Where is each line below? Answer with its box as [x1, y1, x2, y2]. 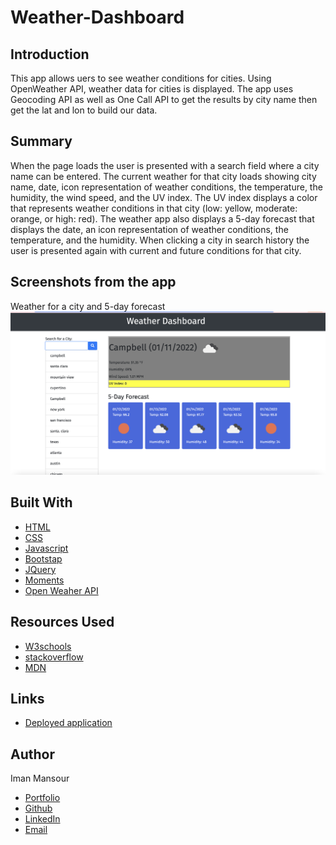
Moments [24, 574, 65, 586]
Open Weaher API [24, 584, 99, 596]
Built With [10, 494, 73, 511]
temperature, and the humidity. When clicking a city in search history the [10, 234, 310, 246]
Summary [10, 133, 73, 150]
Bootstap [24, 552, 63, 565]
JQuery [24, 563, 57, 575]
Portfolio [24, 792, 61, 804]
